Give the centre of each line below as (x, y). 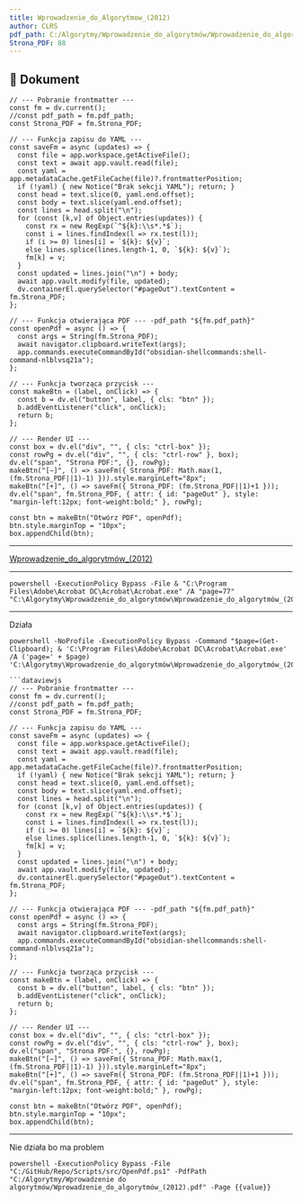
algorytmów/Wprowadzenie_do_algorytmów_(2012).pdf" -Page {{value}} (140, 1187)
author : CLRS (34, 26)
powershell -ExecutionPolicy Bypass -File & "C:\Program (118, 584)
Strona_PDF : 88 (38, 43)
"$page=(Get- (255, 641)
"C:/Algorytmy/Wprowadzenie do (68, 1180)
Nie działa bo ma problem (57, 1147)
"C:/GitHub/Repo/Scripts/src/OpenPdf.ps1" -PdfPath (108, 1172)
